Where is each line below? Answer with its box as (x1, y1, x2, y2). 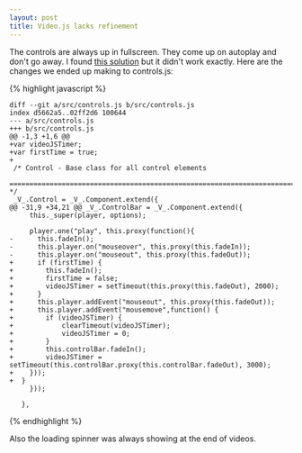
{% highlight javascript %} (9, 83, 107, 94)
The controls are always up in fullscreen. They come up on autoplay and (9, 46, 277, 57)
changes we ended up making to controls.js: (9, 65, 173, 77)
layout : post (9, 13, 58, 23)
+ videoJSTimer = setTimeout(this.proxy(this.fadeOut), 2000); (9, 281, 280, 291)
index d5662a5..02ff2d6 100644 (9, 108, 127, 117)
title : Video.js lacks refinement (9, 22, 139, 31)
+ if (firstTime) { (9, 258, 102, 267)
